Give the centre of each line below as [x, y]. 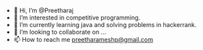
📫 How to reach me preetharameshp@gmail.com [83, 40]
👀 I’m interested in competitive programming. [77, 18]
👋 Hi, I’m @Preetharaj [43, 10]
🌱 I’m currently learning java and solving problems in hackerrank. [105, 25]
